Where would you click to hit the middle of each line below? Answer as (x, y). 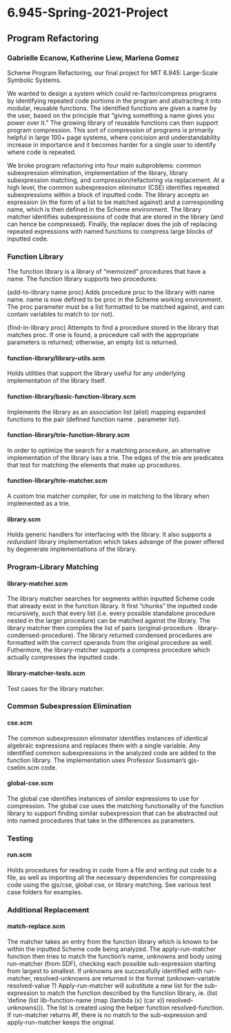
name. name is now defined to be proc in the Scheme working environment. (115, 300)
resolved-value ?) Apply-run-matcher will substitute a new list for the (105, 986)
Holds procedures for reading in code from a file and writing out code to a (112, 870)
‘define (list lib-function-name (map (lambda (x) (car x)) (86, 1001)
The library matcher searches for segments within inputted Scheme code (111, 599)
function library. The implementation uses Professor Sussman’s (97, 760)
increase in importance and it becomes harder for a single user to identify (112, 144)
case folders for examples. (45, 892)
